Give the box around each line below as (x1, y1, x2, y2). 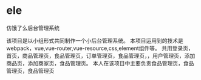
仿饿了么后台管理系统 (6, 24, 60, 31)
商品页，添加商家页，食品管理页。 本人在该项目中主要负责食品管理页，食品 (6, 60, 194, 67)
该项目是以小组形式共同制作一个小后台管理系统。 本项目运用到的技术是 (6, 37, 183, 44)
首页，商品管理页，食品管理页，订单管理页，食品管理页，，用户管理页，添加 (6, 52, 196, 59)
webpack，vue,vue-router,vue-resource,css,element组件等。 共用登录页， (6, 45, 194, 52)
